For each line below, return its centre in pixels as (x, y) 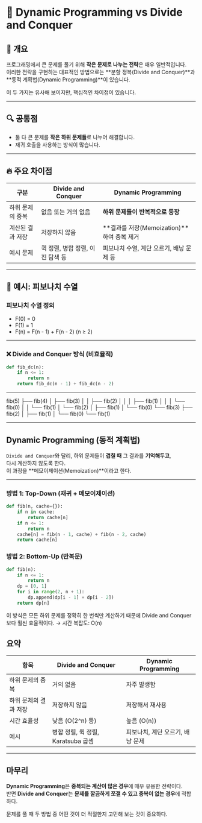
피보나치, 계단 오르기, (154, 732)
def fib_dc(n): (25, 367)
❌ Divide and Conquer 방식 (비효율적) (60, 354)
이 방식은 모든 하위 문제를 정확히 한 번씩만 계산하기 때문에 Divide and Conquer (99, 615)
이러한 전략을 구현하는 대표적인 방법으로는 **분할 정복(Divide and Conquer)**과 (101, 72)
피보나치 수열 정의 (31, 305)
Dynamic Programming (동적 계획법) (73, 440)
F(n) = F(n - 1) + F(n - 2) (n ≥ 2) (54, 332)
